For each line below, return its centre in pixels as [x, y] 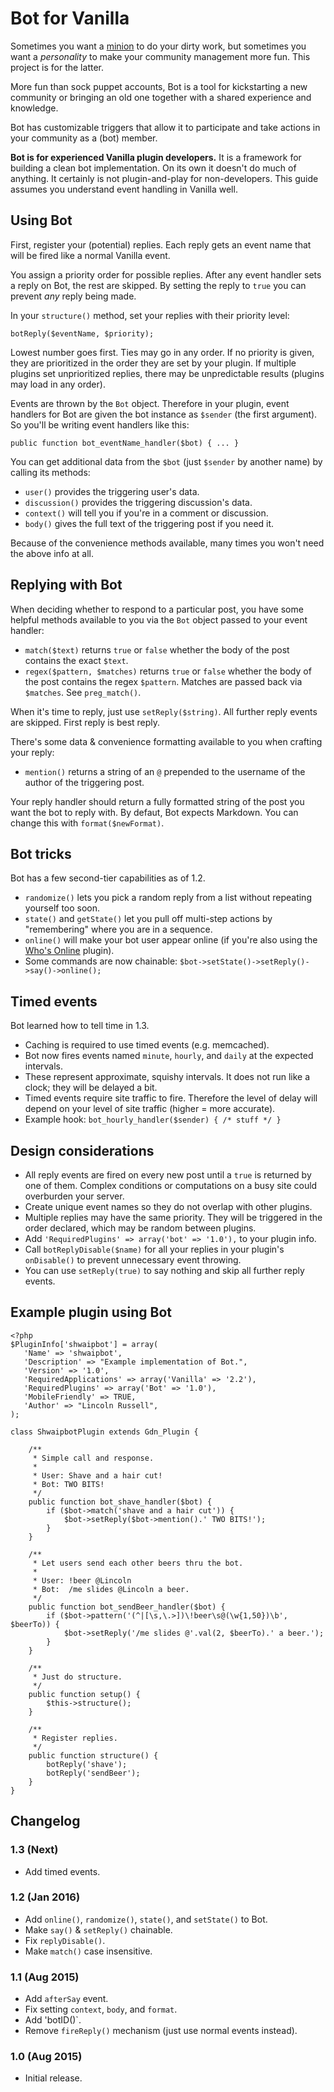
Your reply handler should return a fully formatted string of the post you [157, 801]
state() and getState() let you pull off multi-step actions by [148, 919]
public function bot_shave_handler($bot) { [120, 1502]
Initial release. [53, 2078]
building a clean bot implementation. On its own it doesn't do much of [153, 168]
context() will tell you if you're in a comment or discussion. [146, 513]
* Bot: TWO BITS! [68, 1484]
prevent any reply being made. [73, 296]
